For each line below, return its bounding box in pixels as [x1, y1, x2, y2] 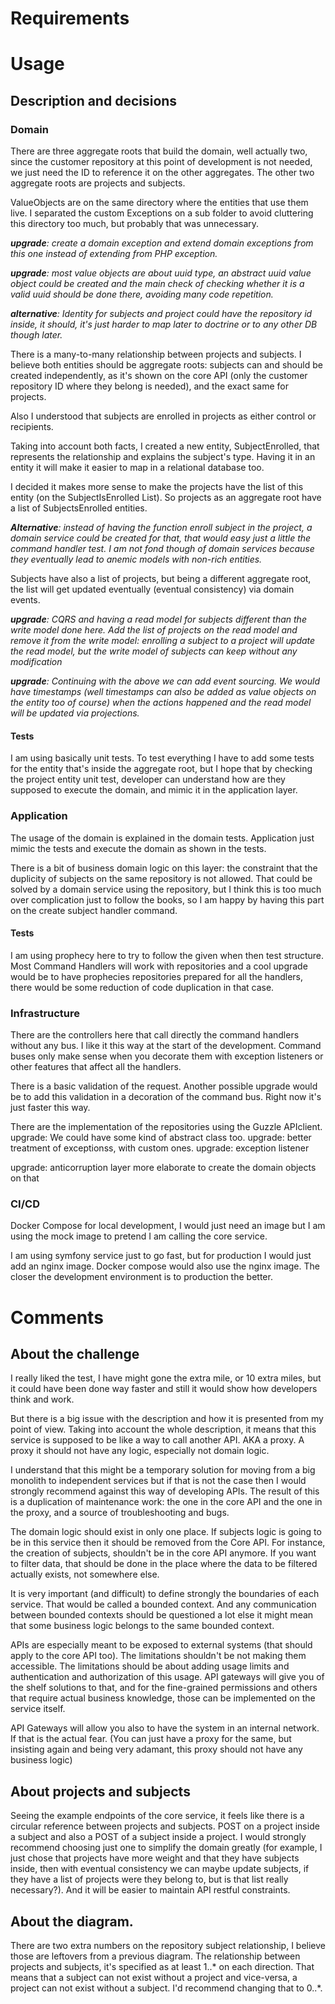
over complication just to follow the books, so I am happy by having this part [10, 893, 325, 906]
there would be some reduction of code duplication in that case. [10, 981, 275, 993]
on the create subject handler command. [10, 904, 178, 916]
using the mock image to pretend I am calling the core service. [10, 1230, 268, 1242]
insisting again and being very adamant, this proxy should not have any [10, 1743, 303, 1756]
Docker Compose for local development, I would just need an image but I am [10, 1220, 326, 1232]
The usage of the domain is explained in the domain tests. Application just [10, 832, 315, 844]
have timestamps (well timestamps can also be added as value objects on [10, 686, 317, 698]
